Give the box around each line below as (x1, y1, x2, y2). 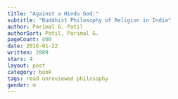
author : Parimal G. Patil (7, 23, 83, 30)
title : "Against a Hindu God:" (7, 10, 99, 17)
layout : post (7, 62, 46, 69)
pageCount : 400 (7, 36, 52, 43)
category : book (7, 68, 52, 75)
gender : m (7, 82, 37, 89)
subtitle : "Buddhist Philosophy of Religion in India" (7, 17, 172, 24)
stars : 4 (7, 56, 33, 63)
